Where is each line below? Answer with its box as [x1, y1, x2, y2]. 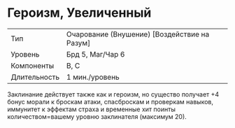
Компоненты [10, 61, 55, 71]
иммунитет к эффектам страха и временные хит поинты [7, 105, 176, 113]
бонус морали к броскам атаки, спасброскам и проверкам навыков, [7, 97, 214, 106]
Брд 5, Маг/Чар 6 [66, 49, 125, 59]
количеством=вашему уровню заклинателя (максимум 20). [7, 112, 187, 120]
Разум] [66, 38, 91, 48]
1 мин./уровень [66, 72, 120, 82]
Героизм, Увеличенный [7, 5, 152, 21]
